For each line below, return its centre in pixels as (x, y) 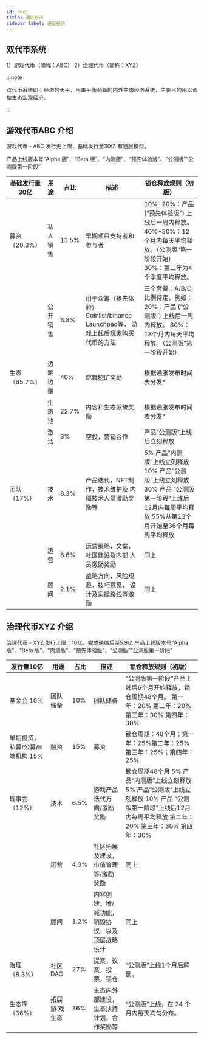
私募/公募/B (26, 747)
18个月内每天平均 (169, 334)
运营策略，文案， (110, 546)
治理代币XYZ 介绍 (40, 627)
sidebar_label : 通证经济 (36, 23)
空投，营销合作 (107, 437)
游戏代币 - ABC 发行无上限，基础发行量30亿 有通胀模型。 (78, 146)
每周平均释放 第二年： (163, 817)
